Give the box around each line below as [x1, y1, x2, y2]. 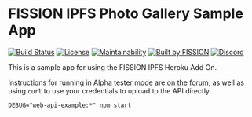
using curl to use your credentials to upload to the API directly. [8, 86, 212, 95]
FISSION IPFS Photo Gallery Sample [8, 5, 243, 23]
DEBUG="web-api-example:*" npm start [8, 101, 132, 109]
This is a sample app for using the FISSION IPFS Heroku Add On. [8, 62, 217, 71]
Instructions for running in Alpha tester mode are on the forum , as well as [8, 78, 245, 87]
